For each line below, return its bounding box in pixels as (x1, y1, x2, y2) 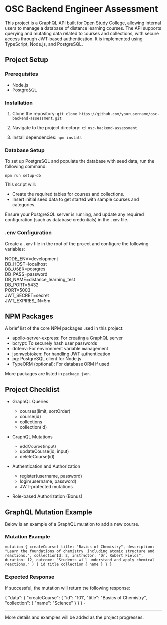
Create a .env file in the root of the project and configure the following (5, 240, 149, 247)
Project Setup (5, 56, 49, 64)
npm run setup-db (5, 173, 41, 178)
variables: (5, 246, 25, 252)
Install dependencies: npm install (12, 134, 82, 140)
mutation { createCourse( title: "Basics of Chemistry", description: (5, 544, 155, 550)
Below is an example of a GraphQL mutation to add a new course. (5, 521, 140, 527)
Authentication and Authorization (12, 463, 81, 469)
